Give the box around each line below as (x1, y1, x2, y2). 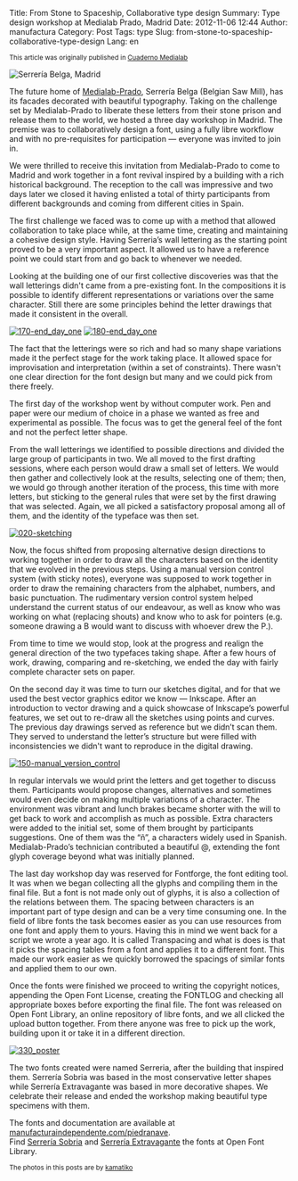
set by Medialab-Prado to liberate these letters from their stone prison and (9, 105, 282, 115)
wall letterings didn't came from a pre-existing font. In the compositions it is (9, 280, 286, 291)
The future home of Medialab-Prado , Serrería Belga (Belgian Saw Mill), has (9, 87, 284, 96)
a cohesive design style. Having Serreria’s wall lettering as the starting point (9, 235, 287, 244)
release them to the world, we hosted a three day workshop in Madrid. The (9, 115, 283, 125)
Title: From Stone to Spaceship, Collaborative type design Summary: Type (9, 8, 280, 18)
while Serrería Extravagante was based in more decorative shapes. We (9, 1081, 269, 1092)
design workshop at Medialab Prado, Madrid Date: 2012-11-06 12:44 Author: (9, 17, 288, 28)
